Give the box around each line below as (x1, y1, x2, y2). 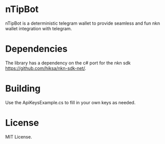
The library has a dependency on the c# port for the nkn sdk (5, 59, 131, 66)
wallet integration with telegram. (5, 25, 72, 31)
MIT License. (5, 133, 32, 139)
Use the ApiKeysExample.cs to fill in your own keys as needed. (5, 99, 136, 105)
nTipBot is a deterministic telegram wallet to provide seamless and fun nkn (5, 20, 160, 26)
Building (5, 83, 41, 94)
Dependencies (5, 43, 68, 55)
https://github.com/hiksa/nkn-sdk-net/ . (5, 65, 87, 71)
